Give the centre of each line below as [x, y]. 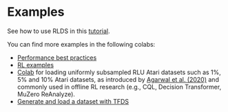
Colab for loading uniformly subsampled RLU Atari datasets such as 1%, [119, 72]
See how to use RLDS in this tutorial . [59, 31]
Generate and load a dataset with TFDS [73, 101]
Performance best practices [57, 57]
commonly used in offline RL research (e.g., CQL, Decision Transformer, [119, 87]
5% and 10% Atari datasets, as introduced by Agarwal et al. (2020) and [118, 79]
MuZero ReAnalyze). [46, 94]
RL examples [35, 65]
